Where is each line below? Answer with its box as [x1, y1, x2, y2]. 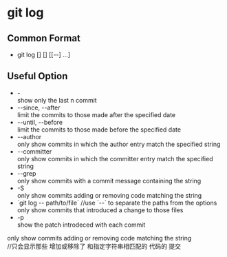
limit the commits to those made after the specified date [17, 110, 176, 119]
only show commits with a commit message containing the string [17, 176, 202, 185]
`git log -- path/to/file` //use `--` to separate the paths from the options [17, 198, 217, 207]
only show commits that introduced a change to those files [17, 205, 184, 214]
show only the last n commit [17, 96, 98, 104]
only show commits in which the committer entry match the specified [17, 154, 213, 163]
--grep [17, 169, 36, 177]
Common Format [7, 32, 81, 44]
